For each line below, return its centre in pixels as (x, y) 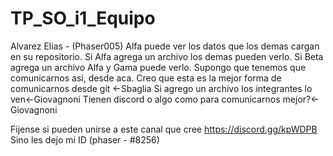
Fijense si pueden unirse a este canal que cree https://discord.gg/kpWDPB (164, 129)
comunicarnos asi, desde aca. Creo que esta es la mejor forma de (146, 78)
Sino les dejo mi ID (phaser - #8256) (85, 139)
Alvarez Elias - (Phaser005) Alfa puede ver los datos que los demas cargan (165, 46)
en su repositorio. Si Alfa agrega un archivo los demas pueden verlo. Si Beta (167, 56)
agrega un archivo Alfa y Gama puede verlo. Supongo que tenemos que (158, 67)
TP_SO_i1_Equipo (83, 18)
